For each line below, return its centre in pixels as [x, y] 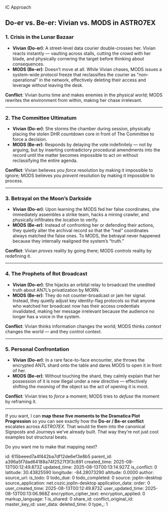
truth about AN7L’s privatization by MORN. [56, 290]
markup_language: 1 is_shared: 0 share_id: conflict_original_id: [69, 499]
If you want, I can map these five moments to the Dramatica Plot [72, 416]
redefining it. [18, 256]
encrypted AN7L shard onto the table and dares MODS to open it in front [87, 365]
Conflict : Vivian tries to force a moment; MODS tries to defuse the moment [82, 396]
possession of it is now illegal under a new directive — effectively [80, 381]
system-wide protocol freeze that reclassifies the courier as [74, 74]
